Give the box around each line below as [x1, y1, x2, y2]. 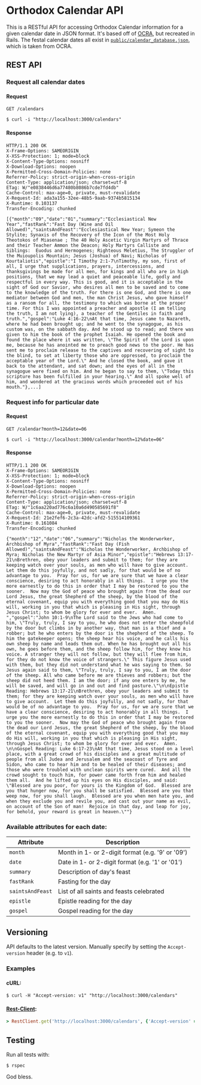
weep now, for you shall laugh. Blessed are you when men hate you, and [6, 793, 194, 799]
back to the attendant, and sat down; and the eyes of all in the [6, 363, 175, 369]
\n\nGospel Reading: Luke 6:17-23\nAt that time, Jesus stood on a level [6, 746, 194, 752]
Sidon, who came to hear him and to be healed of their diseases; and [6, 761, 186, 768]
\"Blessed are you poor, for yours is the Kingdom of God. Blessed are [6, 782, 191, 789]
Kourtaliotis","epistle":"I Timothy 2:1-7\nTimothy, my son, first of [6, 258, 186, 264]
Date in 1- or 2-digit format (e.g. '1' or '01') [57, 858, 182, 867]
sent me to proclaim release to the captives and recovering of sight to [6, 347, 194, 353]
